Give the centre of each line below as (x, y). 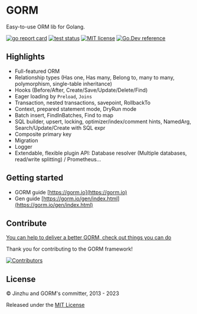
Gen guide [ (29, 198)
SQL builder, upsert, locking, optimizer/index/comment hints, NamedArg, (103, 121)
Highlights (26, 57)
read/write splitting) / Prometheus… (58, 159)
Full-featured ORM (37, 71)
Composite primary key (43, 134)
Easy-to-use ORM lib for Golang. (46, 27)
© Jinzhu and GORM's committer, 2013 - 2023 (63, 293)
